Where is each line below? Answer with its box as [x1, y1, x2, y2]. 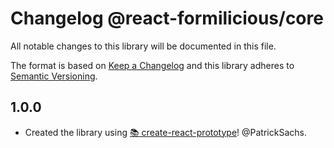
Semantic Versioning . [10, 70, 98, 82]
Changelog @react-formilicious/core [10, 7, 324, 30]
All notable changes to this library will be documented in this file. [10, 40, 277, 52]
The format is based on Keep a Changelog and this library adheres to [10, 59, 295, 71]
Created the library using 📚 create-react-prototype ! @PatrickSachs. [24, 126, 307, 138]
